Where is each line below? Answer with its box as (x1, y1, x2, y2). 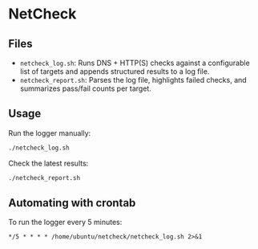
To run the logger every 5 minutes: (8, 218, 123, 227)
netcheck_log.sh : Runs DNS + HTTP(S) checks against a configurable (19, 58, 250, 67)
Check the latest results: (8, 158, 89, 168)
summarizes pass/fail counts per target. (19, 84, 152, 93)
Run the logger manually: (8, 128, 91, 137)
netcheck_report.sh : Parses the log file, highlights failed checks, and (19, 76, 247, 84)
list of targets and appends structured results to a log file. (19, 67, 210, 76)
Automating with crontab (8, 196, 136, 210)
